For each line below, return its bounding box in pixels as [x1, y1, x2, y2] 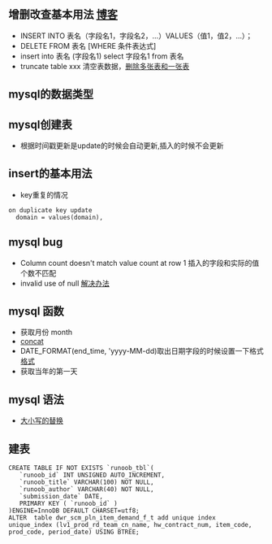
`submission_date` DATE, [19, 493, 104, 501]
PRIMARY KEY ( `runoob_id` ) [19, 499, 118, 508]
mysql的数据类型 [8, 88, 94, 102]
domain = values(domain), [15, 213, 104, 221]
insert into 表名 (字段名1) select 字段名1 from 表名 [19, 51, 184, 61]
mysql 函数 [8, 304, 65, 319]
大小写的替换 [19, 416, 63, 425]
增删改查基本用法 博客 [8, 7, 118, 22]
